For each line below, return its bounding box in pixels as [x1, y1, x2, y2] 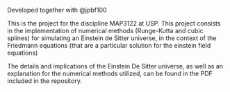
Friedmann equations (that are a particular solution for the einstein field [7, 42, 211, 49]
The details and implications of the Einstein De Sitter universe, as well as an [7, 62, 224, 70]
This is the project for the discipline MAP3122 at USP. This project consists [7, 19, 221, 27]
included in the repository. [7, 77, 82, 85]
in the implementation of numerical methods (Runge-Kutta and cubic [7, 27, 204, 35]
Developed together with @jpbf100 [7, 6, 107, 14]
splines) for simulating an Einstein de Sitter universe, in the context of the [7, 34, 217, 42]
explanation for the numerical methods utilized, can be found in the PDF [7, 69, 213, 77]
